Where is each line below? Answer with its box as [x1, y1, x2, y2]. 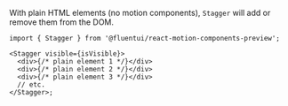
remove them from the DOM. [9, 17, 114, 27]
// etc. [17, 80, 46, 89]
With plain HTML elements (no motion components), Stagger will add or [9, 8, 271, 18]
